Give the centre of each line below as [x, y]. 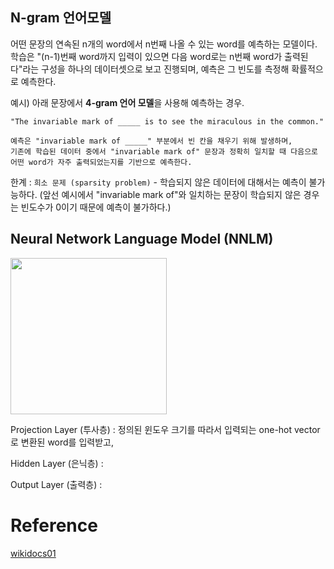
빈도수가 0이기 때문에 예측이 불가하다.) [96, 207]
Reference [54, 525]
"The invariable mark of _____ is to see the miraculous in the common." [167, 121]
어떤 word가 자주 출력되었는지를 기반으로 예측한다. [101, 162]
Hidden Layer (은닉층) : [57, 463]
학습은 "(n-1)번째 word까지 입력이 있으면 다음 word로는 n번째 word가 [146, 56]
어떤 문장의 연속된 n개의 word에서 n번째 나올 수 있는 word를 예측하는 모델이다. [164, 44]
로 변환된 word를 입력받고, [62, 442]
